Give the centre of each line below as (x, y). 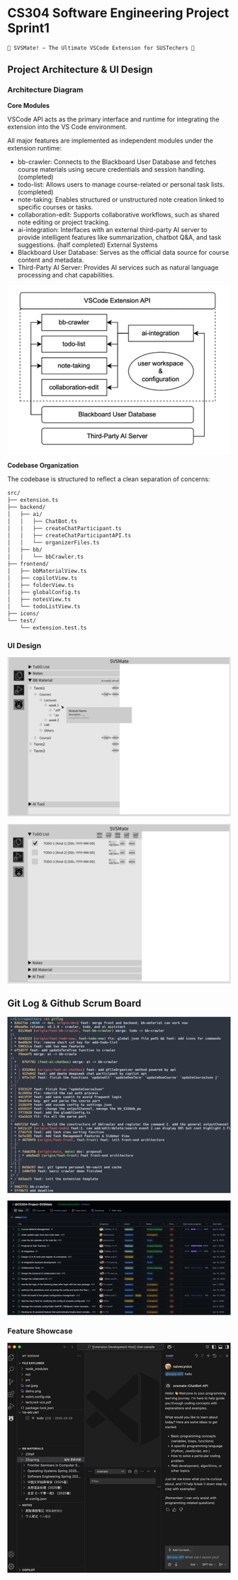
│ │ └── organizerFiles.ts (53, 543)
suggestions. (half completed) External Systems (87, 245)
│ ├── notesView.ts (39, 600)
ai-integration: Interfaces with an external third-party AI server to (112, 229)
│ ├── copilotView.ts (42, 578)
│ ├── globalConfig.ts (44, 593)
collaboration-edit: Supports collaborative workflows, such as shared (118, 214)
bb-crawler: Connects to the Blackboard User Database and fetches (117, 162)
